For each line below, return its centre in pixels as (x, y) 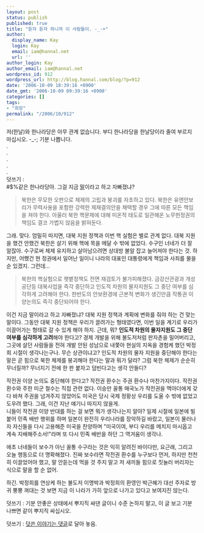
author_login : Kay (30, 63)
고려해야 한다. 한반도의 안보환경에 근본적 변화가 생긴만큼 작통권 (112, 294)
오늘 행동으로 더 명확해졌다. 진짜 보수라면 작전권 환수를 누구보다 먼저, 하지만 (97, 455)
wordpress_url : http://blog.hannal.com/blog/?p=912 (73, 80)
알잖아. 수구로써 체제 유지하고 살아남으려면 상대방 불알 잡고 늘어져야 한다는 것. (99, 251)
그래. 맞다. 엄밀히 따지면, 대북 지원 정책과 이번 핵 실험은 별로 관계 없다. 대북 (95, 235)
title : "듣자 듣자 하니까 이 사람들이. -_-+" (57, 29)
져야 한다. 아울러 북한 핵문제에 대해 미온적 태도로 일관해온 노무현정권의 (111, 215)
